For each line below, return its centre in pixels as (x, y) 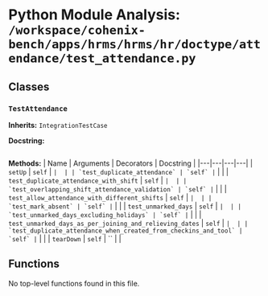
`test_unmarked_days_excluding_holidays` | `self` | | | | (105, 214)
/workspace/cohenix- (77, 30)
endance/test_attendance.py (102, 58)
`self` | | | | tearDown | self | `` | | (65, 238)
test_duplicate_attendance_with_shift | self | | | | (98, 180)
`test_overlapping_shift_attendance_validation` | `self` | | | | (118, 189)
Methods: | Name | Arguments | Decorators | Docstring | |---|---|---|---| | (131, 163)
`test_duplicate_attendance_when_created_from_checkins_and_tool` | (126, 231)
